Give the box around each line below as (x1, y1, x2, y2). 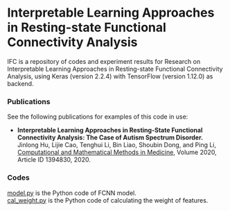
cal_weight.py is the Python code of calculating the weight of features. (7, 196, 209, 204)
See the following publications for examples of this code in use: (7, 112, 188, 121)
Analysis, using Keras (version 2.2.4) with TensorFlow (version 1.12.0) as (7, 71, 213, 81)
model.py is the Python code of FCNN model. (7, 189, 136, 197)
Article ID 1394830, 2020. (17, 155, 91, 164)
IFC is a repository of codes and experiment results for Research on (7, 57, 201, 65)
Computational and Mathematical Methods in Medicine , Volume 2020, (17, 148, 217, 157)
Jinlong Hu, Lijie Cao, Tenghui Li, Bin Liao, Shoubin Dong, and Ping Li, (17, 141, 217, 149)
